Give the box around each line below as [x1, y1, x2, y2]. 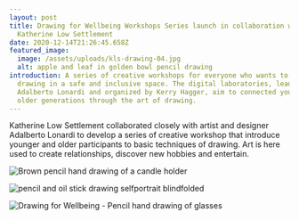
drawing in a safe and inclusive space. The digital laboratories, [17, 79, 273, 88]
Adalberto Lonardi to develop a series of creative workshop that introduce [9, 130, 280, 141]
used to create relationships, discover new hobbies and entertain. [9, 149, 250, 159]
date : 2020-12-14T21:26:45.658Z [9, 37, 129, 47]
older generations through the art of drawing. [17, 95, 198, 105]
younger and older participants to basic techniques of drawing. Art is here [9, 139, 280, 150]
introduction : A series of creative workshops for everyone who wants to [9, 71, 289, 80]
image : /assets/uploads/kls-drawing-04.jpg [17, 54, 181, 63]
